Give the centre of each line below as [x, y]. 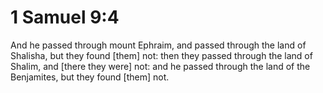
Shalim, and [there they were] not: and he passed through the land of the [160, 66]
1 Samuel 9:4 [65, 17]
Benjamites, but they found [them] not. [90, 77]
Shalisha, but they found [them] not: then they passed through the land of [161, 55]
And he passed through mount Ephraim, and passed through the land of [158, 45]
